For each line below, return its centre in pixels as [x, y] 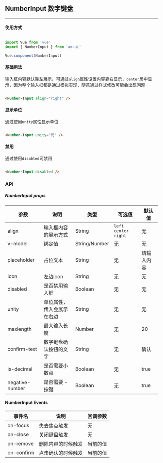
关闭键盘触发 [53, 434]
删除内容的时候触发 [61, 444]
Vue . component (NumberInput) [33, 56]
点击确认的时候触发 [61, 453]
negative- [19, 382]
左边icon [53, 276]
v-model [17, 243]
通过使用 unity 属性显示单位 [32, 121]
